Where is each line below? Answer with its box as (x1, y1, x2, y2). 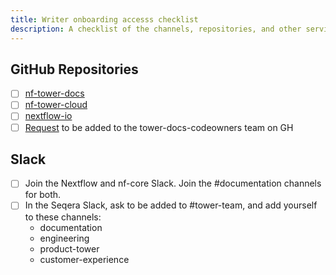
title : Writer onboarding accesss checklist (10, 14, 199, 25)
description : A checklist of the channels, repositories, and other (10, 24, 302, 34)
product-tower (39, 242, 100, 255)
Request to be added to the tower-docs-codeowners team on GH (24, 121, 294, 133)
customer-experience (39, 253, 130, 265)
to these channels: (24, 211, 102, 223)
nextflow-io (24, 110, 73, 122)
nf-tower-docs (24, 87, 85, 100)
